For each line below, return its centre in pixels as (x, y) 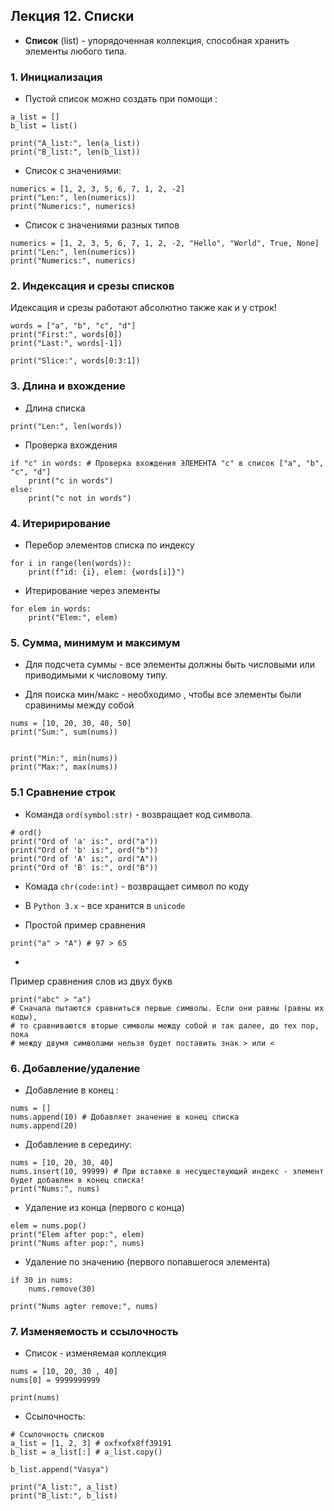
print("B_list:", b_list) (64, 1496)
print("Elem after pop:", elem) (77, 1234)
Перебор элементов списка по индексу (109, 545)
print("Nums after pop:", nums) (77, 1243)
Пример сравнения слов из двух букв (91, 981)
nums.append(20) (44, 1125)
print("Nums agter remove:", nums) (84, 1306)
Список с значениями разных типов (102, 225)
